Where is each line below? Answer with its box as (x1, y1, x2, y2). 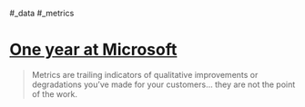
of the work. (31, 88, 78, 99)
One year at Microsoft (9, 40, 178, 60)
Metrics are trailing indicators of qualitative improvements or (31, 69, 259, 80)
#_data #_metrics (9, 8, 75, 18)
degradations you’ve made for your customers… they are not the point (31, 79, 296, 90)
